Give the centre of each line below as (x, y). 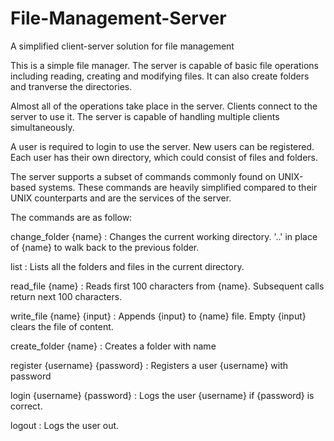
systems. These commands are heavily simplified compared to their (178, 187)
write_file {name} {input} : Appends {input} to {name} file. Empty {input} (158, 316)
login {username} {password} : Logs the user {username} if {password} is (162, 395)
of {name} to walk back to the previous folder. (105, 247)
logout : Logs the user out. (65, 425)
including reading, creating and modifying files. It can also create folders (160, 76)
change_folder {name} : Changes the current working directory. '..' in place (164, 236)
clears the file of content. (62, 326)
